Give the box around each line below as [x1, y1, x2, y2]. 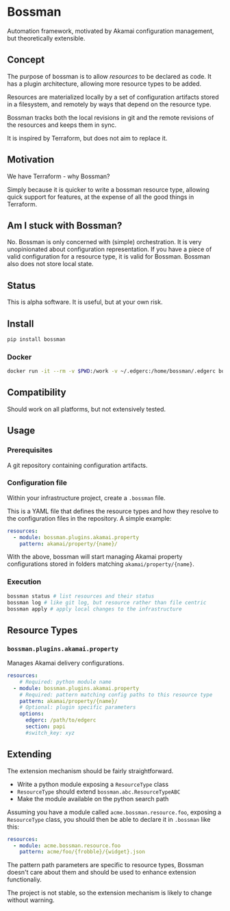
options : [19, 711, 44, 718]
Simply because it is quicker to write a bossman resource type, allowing [7, 185, 210, 193]
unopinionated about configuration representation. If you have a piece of [7, 245, 212, 254]
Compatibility [7, 387, 66, 399]
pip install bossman [7, 336, 66, 343]
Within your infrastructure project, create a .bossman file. [7, 493, 166, 501]
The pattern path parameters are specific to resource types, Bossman [7, 861, 204, 869]
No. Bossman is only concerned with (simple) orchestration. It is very [7, 238, 202, 246]
